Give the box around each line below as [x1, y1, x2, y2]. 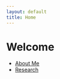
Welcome [6, 40, 55, 54]
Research [14, 66, 39, 74]
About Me [14, 60, 40, 67]
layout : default [6, 8, 47, 15]
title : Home [6, 14, 36, 20]
